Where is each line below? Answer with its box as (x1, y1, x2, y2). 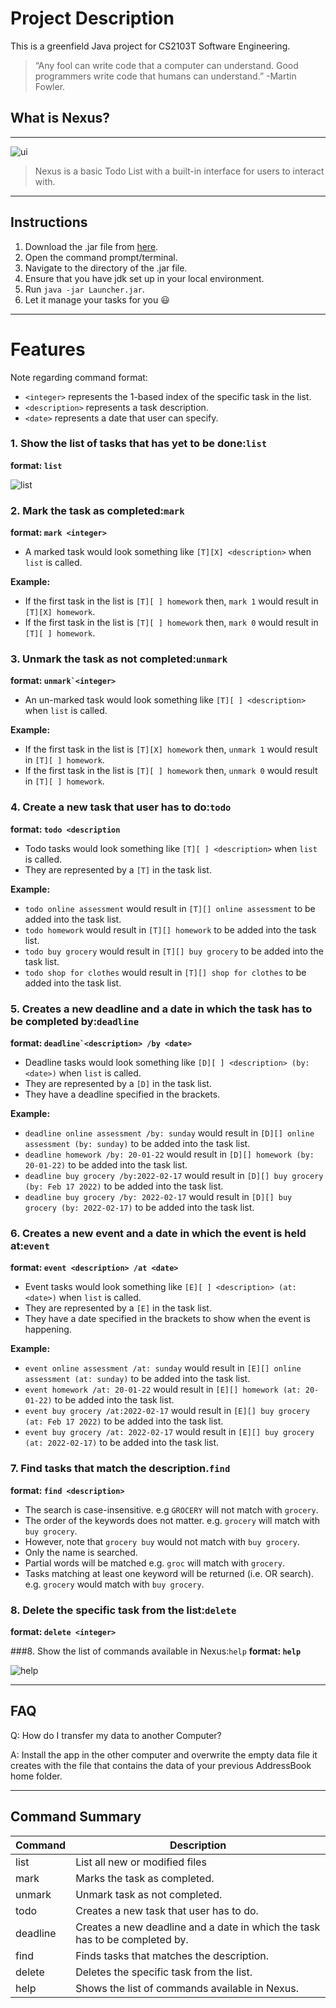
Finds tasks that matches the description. (75, 1948, 270, 1962)
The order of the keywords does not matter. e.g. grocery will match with (24, 1514, 320, 1526)
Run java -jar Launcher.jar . (24, 283, 145, 295)
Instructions (10, 214, 88, 231)
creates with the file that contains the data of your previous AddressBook (10, 1759, 312, 1771)
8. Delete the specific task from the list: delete (10, 1603, 237, 1617)
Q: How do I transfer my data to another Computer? (10, 1729, 222, 1741)
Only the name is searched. (24, 1546, 138, 1558)
